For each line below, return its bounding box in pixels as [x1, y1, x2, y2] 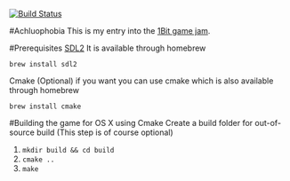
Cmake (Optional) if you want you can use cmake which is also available [9, 75, 274, 86]
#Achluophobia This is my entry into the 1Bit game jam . [9, 26, 211, 35]
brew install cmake [9, 102, 82, 111]
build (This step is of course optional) [36, 127, 173, 138]
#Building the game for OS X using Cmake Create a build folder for [9, 118, 254, 128]
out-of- [254, 118, 282, 128]
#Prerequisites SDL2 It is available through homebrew [9, 43, 206, 53]
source [9, 127, 36, 138]
